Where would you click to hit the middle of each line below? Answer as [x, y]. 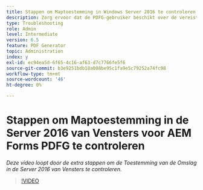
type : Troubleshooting [35, 23]
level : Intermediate [32, 34]
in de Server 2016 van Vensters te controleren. [64, 169]
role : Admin [21, 29]
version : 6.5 [23, 40]
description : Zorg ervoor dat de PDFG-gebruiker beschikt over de [92, 18]
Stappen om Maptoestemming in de [98, 120]
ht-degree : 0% [24, 85]
